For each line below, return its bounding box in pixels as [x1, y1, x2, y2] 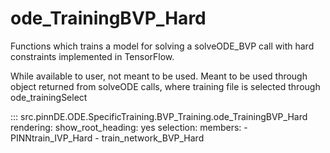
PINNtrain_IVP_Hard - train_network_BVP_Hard [10, 132, 205, 144]
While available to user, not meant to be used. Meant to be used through [10, 70, 308, 82]
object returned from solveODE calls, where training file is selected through [10, 80, 321, 92]
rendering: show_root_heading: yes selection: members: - [10, 121, 248, 133]
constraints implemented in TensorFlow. [10, 50, 175, 62]
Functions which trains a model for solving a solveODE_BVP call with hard [10, 40, 315, 52]
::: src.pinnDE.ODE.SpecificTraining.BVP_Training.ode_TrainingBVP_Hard [10, 110, 308, 122]
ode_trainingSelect [10, 91, 88, 103]
